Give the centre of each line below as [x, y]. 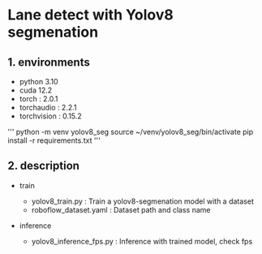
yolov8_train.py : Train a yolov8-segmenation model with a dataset [143, 201]
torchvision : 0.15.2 [50, 116]
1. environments [49, 62]
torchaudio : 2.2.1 [48, 108]
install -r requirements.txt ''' [54, 140]
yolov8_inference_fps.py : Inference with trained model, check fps [142, 241]
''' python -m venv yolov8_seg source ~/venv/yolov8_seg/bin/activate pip [131, 132]
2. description [44, 166]
